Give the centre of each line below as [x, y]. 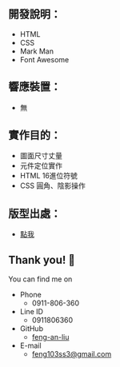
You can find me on [40, 279]
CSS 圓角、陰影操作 [52, 185]
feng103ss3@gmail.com [72, 354]
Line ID [32, 312]
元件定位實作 [41, 166]
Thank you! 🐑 [42, 259]
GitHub [32, 329]
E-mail [30, 345]
